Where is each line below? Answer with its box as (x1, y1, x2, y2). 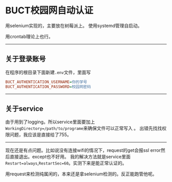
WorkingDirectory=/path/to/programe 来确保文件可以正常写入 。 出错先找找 (5, 125, 162, 131)
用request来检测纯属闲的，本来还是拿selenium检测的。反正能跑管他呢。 (5, 171, 157, 177)
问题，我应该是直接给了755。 (9, 131, 72, 138)
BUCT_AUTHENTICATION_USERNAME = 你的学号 (5, 79, 88, 84)
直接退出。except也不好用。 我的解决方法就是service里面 (9, 154, 131, 160)
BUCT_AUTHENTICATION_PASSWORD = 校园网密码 (5, 84, 91, 89)
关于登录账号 (5, 55, 46, 63)
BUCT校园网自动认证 (5, 5, 94, 16)
